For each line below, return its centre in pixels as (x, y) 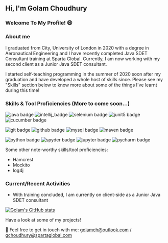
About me (18, 37)
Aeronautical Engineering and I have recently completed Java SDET (76, 53)
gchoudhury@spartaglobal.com (39, 235)
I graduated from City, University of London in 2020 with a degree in (77, 47)
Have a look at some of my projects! (43, 220)
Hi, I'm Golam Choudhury (46, 8)
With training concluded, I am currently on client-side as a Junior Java (87, 195)
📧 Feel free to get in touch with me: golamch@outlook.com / (68, 230)
